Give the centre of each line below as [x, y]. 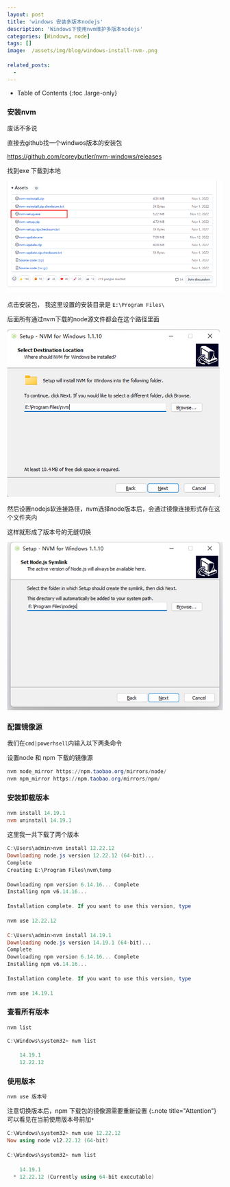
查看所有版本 [28, 1012]
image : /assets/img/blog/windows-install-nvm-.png [82, 51]
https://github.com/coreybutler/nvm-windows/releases [85, 156]
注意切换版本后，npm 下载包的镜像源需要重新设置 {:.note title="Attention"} [112, 1111]
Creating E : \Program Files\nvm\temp [59, 870]
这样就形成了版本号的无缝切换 [49, 532]
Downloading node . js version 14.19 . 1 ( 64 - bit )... [79, 943]
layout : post [26, 14]
